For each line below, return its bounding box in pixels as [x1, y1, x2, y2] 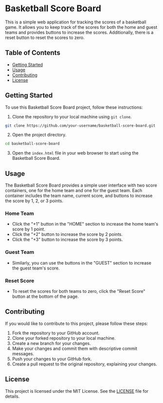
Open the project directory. [12, 132, 67, 138]
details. [5, 393, 20, 399]
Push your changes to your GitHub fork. [12, 356, 92, 362]
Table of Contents [5, 49, 61, 57]
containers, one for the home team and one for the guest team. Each [5, 188, 143, 193]
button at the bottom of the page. [12, 293, 79, 300]
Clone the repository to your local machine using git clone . [12, 114, 132, 119]
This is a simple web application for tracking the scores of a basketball [5, 19, 146, 25]
